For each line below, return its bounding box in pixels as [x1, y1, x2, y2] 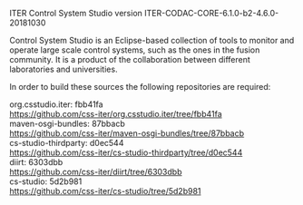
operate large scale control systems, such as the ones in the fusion [9, 44, 260, 55]
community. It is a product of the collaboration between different [9, 54, 251, 64]
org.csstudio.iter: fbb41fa [9, 99, 103, 110]
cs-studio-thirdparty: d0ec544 [9, 138, 124, 148]
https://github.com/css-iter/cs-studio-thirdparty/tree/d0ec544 [9, 147, 243, 158]
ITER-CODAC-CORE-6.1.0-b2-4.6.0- [143, 8, 279, 18]
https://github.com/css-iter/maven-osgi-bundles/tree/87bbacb [9, 128, 245, 139]
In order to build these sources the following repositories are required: [9, 82, 271, 92]
